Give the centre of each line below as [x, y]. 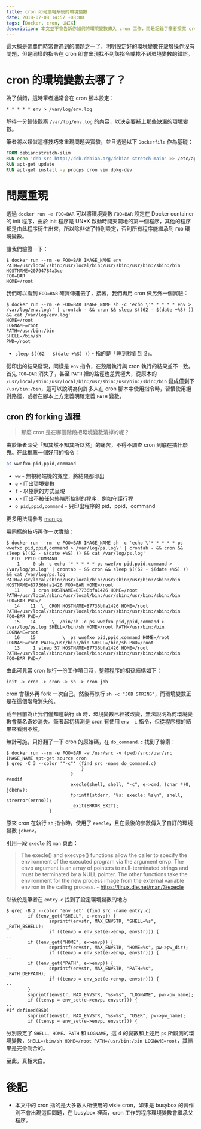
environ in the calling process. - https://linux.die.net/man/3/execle [102, 887]
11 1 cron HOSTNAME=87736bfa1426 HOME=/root [76, 590]
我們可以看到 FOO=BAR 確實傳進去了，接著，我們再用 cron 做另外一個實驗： [98, 293]
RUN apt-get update [31, 164]
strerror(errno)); [29, 801]
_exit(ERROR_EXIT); [95, 806]
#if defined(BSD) [28, 1011]
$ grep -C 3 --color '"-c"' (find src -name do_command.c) [81, 764]
